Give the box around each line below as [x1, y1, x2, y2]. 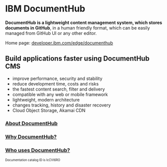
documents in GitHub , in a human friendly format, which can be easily [5, 24, 150, 30]
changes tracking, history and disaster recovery [12, 102, 111, 108]
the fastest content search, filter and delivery [12, 86, 105, 92]
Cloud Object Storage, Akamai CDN [12, 107, 86, 113]
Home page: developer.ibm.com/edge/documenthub [5, 39, 113, 45]
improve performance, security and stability [12, 75, 103, 81]
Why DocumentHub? [5, 133, 57, 140]
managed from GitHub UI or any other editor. [5, 30, 97, 36]
